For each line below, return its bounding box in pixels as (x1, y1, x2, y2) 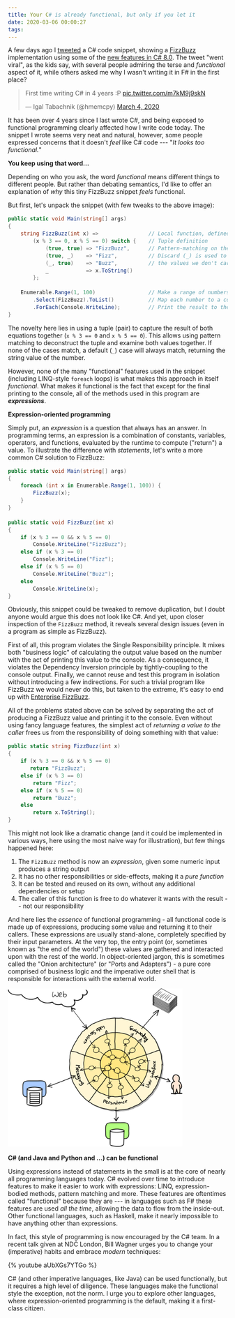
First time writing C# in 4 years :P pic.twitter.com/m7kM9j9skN (24, 89, 206, 98)
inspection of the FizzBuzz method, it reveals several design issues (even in (8, 620, 225, 628)
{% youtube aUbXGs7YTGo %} (8, 1261, 97, 1269)
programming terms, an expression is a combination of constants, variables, (8, 431, 227, 439)
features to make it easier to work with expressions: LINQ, (8, 1182, 174, 1190)
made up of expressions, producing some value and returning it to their (8, 923, 213, 931)
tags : (8, 26, 24, 33)
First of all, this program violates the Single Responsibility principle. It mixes (8, 641, 225, 649)
